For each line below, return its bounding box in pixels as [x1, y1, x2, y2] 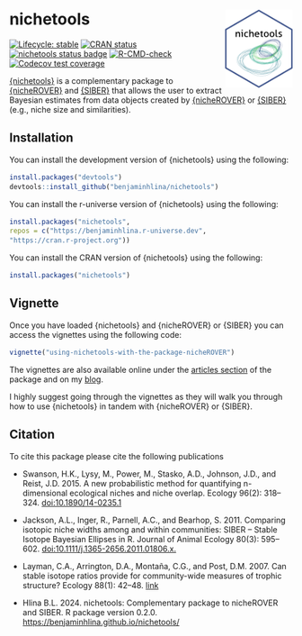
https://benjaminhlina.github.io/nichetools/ [22, 616, 180, 627]
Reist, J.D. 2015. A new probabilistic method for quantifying [22, 477, 242, 488]
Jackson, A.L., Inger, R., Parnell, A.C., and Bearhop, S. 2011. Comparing [22, 514, 286, 525]
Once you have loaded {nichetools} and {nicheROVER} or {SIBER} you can [9, 320, 285, 331]
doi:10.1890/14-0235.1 [41, 496, 122, 508]
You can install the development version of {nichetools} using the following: [9, 154, 289, 165]
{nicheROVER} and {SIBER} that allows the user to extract [9, 85, 222, 95]
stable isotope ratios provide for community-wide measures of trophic [22, 570, 282, 581]
